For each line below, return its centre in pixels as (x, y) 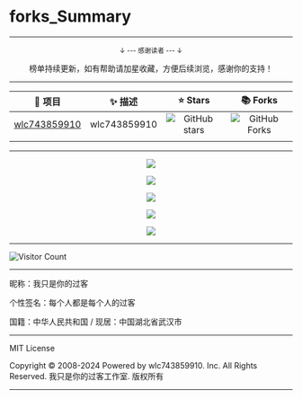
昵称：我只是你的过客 (49, 283)
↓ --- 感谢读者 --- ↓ (151, 50)
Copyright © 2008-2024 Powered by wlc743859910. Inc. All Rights (133, 365)
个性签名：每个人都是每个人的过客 (72, 302)
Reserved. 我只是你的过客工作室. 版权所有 (87, 376)
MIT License (32, 348)
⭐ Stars (194, 100)
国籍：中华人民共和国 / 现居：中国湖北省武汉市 (96, 322)
